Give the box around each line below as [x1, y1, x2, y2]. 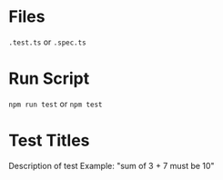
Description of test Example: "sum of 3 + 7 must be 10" [8, 160, 215, 171]
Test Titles [8, 130, 90, 151]
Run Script [8, 68, 90, 89]
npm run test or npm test [8, 98, 103, 109]
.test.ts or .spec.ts [8, 36, 87, 47]
